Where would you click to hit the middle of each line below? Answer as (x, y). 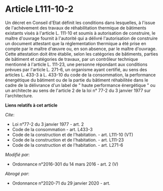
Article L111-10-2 (39, 9)
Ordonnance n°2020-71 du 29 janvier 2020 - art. (61, 183)
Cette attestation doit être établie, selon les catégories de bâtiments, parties (81, 54)
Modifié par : (18, 154)
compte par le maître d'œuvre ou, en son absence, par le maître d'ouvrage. (81, 49)
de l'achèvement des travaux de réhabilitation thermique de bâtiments (76, 27)
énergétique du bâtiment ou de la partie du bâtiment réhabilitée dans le (77, 80)
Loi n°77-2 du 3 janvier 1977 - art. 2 (48, 124)
